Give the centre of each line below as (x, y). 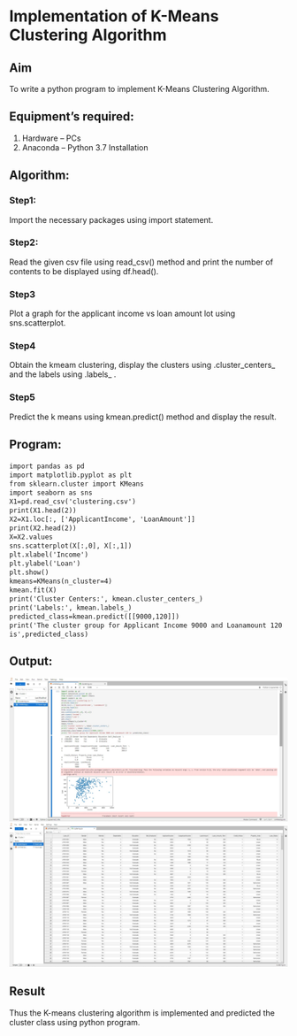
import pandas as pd (47, 466)
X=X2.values (31, 537)
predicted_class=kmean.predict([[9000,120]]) (94, 617)
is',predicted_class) (49, 634)
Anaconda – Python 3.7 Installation (85, 147)
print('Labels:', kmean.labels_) (71, 608)
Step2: (24, 242)
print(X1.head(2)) (43, 510)
